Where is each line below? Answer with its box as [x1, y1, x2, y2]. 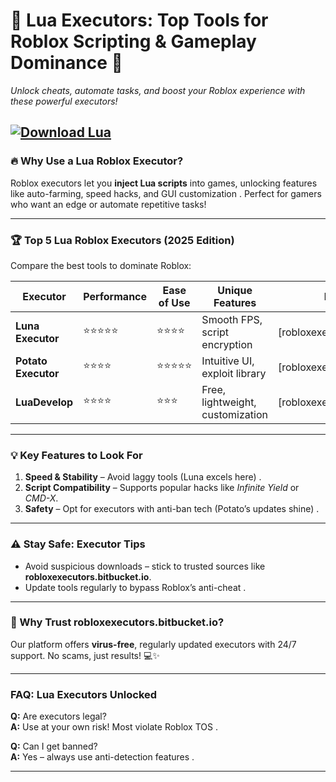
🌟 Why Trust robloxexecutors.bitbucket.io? [10, 615, 225, 629]
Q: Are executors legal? [10, 710, 107, 723]
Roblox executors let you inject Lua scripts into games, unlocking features [10, 177, 318, 189]
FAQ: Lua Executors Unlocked [10, 687, 158, 701]
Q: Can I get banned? [10, 740, 98, 753]
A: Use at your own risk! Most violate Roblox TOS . [10, 721, 218, 733]
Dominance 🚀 [10, 52, 123, 74]
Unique [217, 283, 253, 297]
